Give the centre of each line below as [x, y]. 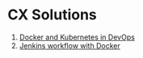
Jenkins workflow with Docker [69, 45]
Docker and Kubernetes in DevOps [77, 37]
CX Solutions [53, 15]
